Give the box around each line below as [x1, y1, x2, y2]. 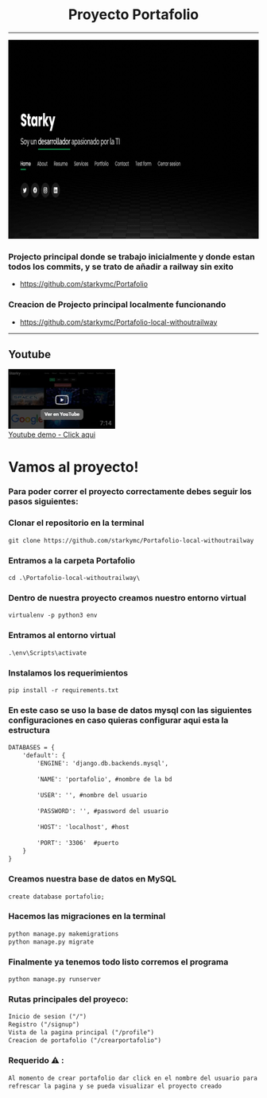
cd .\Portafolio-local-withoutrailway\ [8, 574, 141, 582]
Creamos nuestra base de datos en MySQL [8, 874, 176, 885]
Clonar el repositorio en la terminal [8, 517, 145, 528]
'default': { [22, 752, 66, 760]
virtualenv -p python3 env [8, 611, 98, 620]
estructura [8, 724, 50, 735]
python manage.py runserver [8, 975, 102, 983]
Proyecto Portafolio [68, 6, 199, 24]
